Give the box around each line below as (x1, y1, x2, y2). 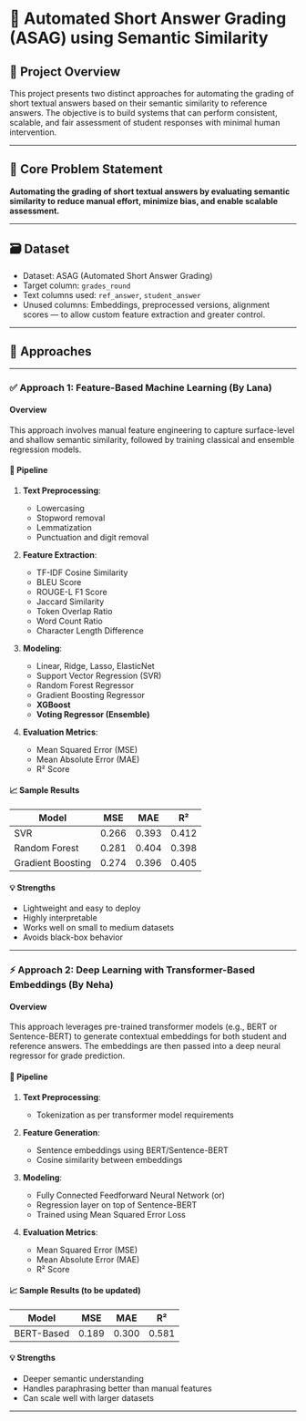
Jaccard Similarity (36, 596, 105, 607)
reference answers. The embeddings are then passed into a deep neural (9, 1041, 280, 1052)
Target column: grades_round (22, 280, 131, 291)
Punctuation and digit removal (36, 531, 149, 542)
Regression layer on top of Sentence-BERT (36, 1199, 198, 1210)
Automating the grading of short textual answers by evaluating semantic (9, 186, 291, 197)
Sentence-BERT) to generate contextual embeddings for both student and (9, 1031, 287, 1042)
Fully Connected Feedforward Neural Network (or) (36, 1189, 226, 1200)
